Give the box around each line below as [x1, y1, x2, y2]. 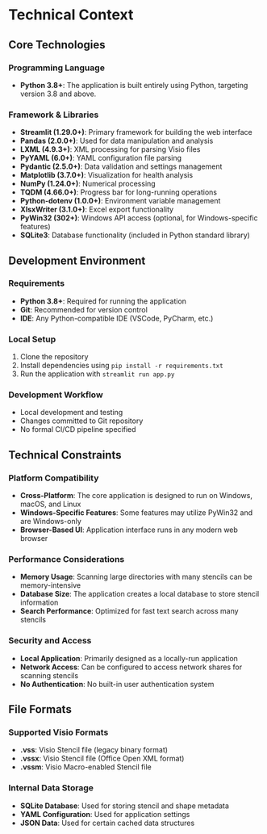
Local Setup [8, 333, 56, 345]
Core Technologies [8, 38, 106, 52]
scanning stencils [19, 670, 79, 680]
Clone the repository [19, 352, 89, 362]
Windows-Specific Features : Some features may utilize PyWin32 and [19, 508, 253, 518]
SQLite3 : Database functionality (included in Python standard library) [19, 230, 250, 240]
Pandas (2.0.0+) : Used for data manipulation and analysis [19, 136, 214, 146]
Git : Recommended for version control [19, 304, 148, 314]
